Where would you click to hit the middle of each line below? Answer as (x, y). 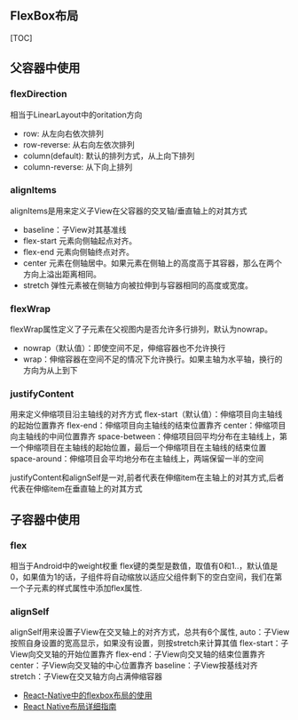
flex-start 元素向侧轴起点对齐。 (79, 240)
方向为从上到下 (50, 371)
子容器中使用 (45, 520)
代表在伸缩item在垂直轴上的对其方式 (76, 489)
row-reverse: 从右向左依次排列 (79, 144)
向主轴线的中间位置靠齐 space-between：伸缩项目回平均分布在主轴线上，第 (149, 436)
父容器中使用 (45, 68)
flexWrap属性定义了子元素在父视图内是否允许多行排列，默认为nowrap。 (141, 329)
